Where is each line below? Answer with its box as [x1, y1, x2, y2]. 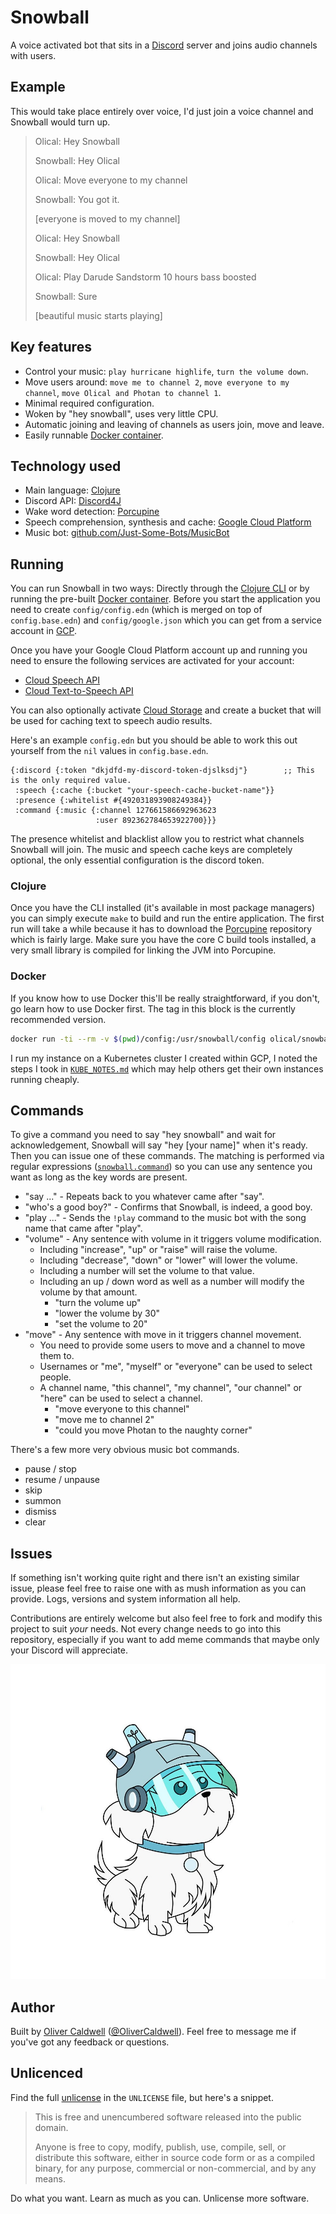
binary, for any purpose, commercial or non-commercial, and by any [34, 2162, 317, 2174]
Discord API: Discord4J [24, 495, 122, 507]
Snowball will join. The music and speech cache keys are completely [10, 844, 293, 856]
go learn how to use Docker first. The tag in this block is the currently [10, 1002, 296, 1015]
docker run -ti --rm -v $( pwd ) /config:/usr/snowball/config [10, 1034, 267, 1044]
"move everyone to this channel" [54, 1403, 190, 1415]
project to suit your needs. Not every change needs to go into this [10, 1623, 282, 1635]
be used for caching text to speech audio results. [10, 715, 213, 727]
